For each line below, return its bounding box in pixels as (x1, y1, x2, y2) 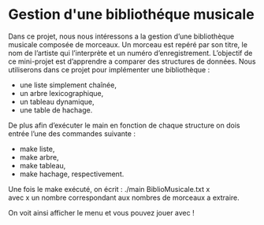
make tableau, (19, 160, 66, 170)
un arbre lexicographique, (19, 88, 104, 98)
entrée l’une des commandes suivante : (8, 128, 136, 138)
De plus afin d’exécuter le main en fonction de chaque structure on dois (8, 120, 240, 130)
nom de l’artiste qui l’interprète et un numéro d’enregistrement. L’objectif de (8, 48, 253, 57)
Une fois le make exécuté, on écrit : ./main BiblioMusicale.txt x (8, 184, 210, 194)
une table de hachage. (19, 105, 93, 115)
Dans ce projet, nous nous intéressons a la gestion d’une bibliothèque (8, 31, 235, 41)
